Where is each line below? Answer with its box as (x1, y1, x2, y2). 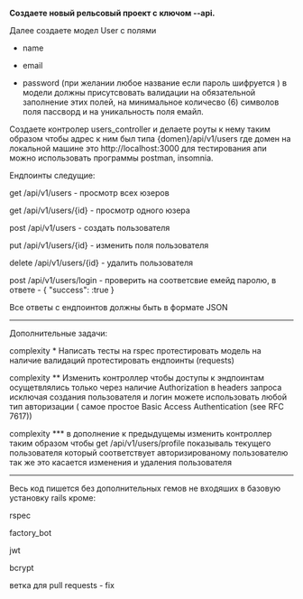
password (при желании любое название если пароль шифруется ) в (22, 78, 288, 88)
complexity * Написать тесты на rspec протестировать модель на (9, 346, 262, 355)
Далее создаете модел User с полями (9, 25, 157, 35)
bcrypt (9, 563, 34, 573)
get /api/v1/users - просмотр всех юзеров (9, 188, 170, 198)
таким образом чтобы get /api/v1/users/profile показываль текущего (9, 438, 271, 448)
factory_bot (9, 528, 52, 538)
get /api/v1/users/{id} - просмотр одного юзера (9, 205, 191, 216)
